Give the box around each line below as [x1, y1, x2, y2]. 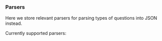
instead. [5, 20, 22, 26]
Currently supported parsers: [5, 30, 67, 36]
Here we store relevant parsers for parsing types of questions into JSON [5, 15, 157, 21]
